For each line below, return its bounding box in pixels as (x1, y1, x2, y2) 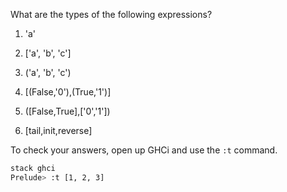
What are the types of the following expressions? (10, 9, 213, 20)
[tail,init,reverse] (24, 125, 93, 136)
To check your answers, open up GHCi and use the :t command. (10, 144, 278, 156)
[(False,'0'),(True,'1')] (24, 86, 112, 98)
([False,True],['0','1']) (24, 105, 111, 117)
